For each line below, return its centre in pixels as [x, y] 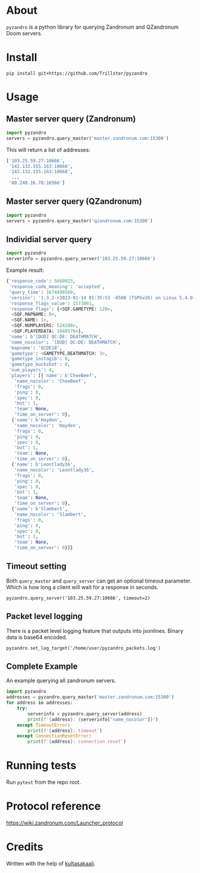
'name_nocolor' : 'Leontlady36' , [54, 470]
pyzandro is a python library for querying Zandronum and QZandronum [93, 27]
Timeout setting [36, 566]
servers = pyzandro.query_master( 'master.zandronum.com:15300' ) [87, 138]
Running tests [41, 766]
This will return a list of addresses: [48, 149]
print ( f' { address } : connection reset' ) [77, 742]
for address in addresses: [40, 703]
